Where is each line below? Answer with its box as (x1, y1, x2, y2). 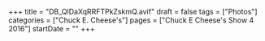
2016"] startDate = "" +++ (8, 24, 95, 33)
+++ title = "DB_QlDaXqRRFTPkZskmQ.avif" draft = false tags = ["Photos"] (8, 7, 258, 16)
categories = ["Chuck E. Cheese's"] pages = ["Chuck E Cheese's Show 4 (8, 15, 254, 25)
